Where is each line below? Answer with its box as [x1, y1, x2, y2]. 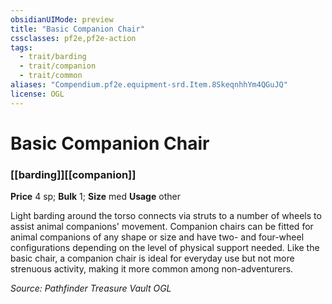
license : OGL [10, 89, 65, 99]
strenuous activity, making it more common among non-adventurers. [10, 263, 294, 275]
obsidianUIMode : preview [10, 14, 114, 25]
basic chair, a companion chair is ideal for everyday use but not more [10, 252, 295, 265]
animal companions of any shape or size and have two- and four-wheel [10, 231, 305, 243]
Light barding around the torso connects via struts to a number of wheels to [10, 210, 322, 222]
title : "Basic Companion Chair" [10, 24, 145, 34]
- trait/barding [19, 52, 87, 62]
